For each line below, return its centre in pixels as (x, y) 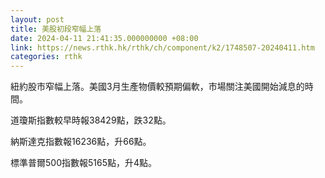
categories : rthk (46, 57)
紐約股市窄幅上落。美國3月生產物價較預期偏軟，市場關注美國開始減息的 (157, 87)
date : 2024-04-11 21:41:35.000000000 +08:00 (104, 38)
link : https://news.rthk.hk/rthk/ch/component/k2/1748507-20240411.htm (162, 47)
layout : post (37, 19)
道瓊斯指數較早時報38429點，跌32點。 (91, 120)
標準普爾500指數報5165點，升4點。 (84, 163)
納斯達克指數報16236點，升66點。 (81, 142)
